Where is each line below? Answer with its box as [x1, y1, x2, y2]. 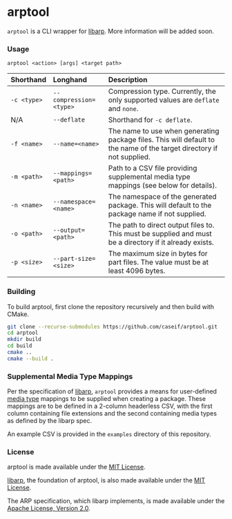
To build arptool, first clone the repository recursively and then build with [7, 302, 215, 311]
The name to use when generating [108, 126, 220, 136]
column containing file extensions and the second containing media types [7, 409, 217, 418]
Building [7, 287, 36, 297]
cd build [7, 342, 32, 349]
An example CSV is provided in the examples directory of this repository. [7, 430, 212, 438]
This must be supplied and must [108, 229, 212, 239]
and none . [108, 104, 139, 114]
